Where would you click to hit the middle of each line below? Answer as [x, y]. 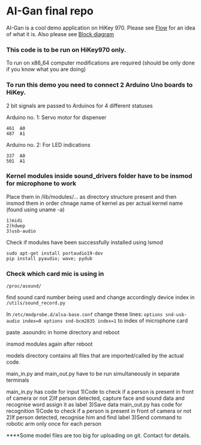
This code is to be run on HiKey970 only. [66, 49]
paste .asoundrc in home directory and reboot [63, 332]
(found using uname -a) [35, 210]
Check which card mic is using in [55, 273]
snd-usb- [176, 315]
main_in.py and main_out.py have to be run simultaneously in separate [93, 374]
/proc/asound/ [24, 286]
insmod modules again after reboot [49, 344]
